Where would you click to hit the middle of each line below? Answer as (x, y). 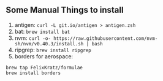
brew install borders (33, 73)
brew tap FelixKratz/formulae (44, 67)
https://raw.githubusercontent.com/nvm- (106, 38)
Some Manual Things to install (65, 10)
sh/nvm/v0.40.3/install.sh (49, 44)
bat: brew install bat (42, 31)
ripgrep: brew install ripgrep (53, 50)
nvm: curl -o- (33, 38)
